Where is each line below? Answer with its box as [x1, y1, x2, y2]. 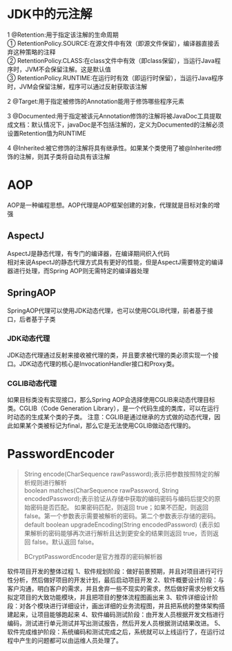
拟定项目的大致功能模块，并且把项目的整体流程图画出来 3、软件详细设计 [7, 593, 213, 602]
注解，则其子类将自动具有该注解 [19, 152, 110, 161]
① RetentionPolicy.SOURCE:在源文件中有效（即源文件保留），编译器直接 [7, 39, 214, 47]
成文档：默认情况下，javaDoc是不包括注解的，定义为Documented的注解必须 [7, 120, 224, 129]
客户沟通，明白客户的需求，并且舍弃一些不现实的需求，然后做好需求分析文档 [7, 585, 225, 593]
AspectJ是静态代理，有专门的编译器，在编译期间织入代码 [7, 249, 171, 257]
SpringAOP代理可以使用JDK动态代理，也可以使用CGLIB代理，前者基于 [7, 306, 208, 315]
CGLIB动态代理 [7, 378, 57, 388]
